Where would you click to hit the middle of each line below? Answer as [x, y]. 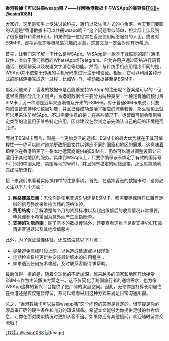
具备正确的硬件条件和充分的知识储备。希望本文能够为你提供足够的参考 [82, 310]
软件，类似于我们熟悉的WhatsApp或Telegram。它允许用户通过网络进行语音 [83, 60]
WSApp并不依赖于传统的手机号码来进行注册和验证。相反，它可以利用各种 [81, 72]
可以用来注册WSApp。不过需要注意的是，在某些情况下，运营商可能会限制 [81, 115]
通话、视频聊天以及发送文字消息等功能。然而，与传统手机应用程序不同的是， [84, 66]
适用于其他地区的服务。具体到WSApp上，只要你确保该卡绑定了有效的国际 [81, 157]
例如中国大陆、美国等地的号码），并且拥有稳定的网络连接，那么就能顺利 [88, 163]
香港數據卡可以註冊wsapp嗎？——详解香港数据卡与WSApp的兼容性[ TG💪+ [82, 8]
